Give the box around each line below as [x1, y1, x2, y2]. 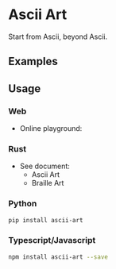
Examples [8, 55, 58, 68]
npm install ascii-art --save [8, 252, 109, 261]
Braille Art [31, 179, 64, 188]
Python [8, 198, 37, 209]
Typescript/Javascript [8, 235, 96, 246]
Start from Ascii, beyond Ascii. [8, 32, 108, 41]
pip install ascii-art [8, 216, 83, 224]
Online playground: [19, 124, 83, 133]
